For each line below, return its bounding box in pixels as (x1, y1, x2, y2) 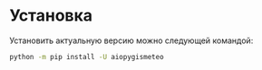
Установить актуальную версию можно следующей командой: (9, 35, 254, 46)
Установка (9, 5, 93, 26)
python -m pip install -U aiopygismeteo (9, 52, 165, 61)
